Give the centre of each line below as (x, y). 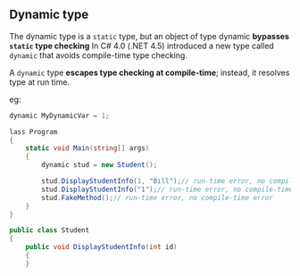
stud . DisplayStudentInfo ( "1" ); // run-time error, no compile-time (167, 189)
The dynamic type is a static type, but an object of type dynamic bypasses (150, 36)
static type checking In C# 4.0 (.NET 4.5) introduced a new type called (142, 46)
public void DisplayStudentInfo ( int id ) (101, 247)
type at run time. (39, 82)
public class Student (50, 230)
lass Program (33, 132)
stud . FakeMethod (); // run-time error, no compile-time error (158, 197)
